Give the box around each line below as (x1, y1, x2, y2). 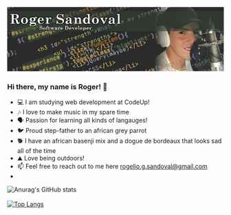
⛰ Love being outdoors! (16, 154, 85, 162)
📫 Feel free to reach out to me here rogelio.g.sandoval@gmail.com (16, 162, 208, 170)
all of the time (16, 146, 56, 154)
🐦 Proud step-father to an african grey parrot (16, 126, 147, 134)
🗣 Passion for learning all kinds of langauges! (16, 116, 148, 124)
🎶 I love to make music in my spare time (16, 107, 129, 116)
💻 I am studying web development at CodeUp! (16, 98, 150, 106)
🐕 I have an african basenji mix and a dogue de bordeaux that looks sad (16, 136, 222, 145)
